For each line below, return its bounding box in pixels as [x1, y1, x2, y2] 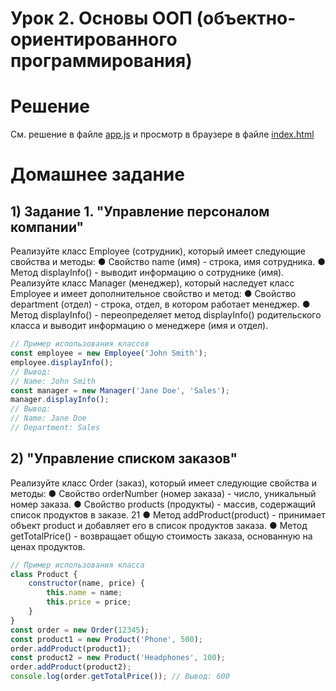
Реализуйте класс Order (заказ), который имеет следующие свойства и [10, 477, 317, 489]
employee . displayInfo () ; [10, 357, 114, 367]
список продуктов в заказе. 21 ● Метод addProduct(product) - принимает [10, 508, 326, 521]
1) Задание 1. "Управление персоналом [10, 203, 270, 220]
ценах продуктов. [10, 540, 86, 552]
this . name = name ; [46, 588, 123, 598]
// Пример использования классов [10, 339, 150, 349]
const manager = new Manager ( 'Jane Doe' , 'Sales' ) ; [10, 385, 230, 396]
